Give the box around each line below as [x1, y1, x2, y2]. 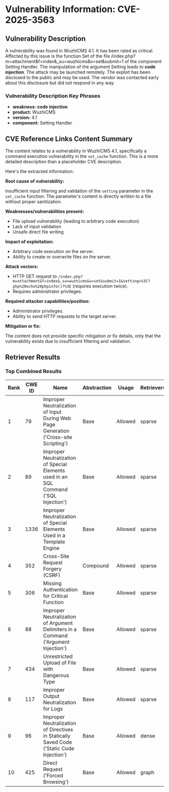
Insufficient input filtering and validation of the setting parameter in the [5, 188, 153, 194]
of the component [124, 58, 162, 64]
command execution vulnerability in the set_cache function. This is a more [5, 153, 158, 159]
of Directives [43, 726, 73, 733]
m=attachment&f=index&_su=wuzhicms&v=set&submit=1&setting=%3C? [12, 279, 150, 284]
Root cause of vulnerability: [5, 178, 64, 185]
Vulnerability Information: [5, 4, 116, 15]
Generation [43, 427, 69, 434]
